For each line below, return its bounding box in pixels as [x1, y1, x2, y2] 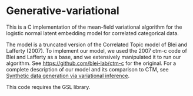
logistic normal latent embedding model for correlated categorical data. [6, 29, 179, 36]
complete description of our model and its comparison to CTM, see [6, 66, 169, 73]
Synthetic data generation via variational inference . [6, 72, 130, 79]
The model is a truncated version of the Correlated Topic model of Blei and [6, 41, 187, 48]
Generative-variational [6, 4, 119, 18]
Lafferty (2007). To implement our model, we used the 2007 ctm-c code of [6, 47, 187, 54]
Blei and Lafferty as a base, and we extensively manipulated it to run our [6, 53, 181, 60]
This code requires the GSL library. [6, 83, 91, 90]
